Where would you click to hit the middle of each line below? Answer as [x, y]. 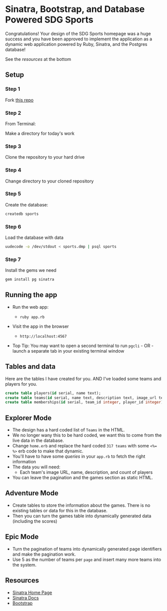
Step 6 [13, 226]
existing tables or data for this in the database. [60, 510]
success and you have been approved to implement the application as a [79, 39]
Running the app [31, 295]
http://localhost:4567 [43, 336]
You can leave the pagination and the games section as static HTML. [83, 478]
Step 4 [13, 170]
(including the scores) [35, 521]
